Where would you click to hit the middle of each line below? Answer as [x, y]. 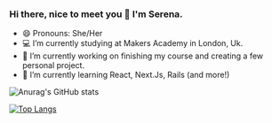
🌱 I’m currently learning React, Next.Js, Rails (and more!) [126, 75]
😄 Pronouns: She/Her [62, 34]
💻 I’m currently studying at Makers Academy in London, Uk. [132, 43]
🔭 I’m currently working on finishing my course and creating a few [143, 56]
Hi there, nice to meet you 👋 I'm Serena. [96, 14]
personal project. [53, 65]
